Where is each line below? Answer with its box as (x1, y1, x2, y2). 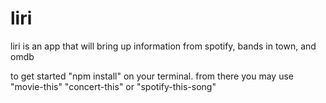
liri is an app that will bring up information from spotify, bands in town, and (10, 40, 317, 52)
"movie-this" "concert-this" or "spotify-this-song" (10, 80, 217, 92)
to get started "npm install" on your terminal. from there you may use (10, 70, 294, 82)
